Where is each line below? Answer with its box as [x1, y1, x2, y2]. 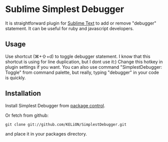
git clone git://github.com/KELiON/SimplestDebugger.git [5, 122, 127, 127]
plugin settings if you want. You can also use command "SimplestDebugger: [5, 64, 162, 70]
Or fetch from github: [5, 112, 49, 118]
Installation [5, 89, 41, 98]
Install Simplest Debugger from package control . [5, 102, 105, 108]
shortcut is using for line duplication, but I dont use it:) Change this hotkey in [5, 59, 163, 65]
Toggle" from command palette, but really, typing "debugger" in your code [5, 69, 159, 75]
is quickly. [5, 74, 26, 81]
